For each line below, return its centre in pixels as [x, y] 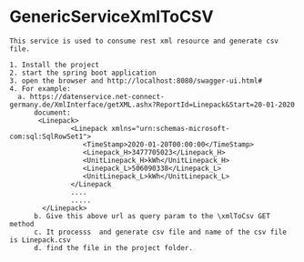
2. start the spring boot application [83, 73]
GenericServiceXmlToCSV [111, 17]
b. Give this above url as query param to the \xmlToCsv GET [152, 216]
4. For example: [40, 88]
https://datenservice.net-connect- [97, 96]
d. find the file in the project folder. [113, 247]
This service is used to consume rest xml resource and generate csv [144, 41]
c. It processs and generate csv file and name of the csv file [160, 232]
